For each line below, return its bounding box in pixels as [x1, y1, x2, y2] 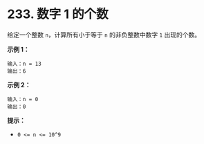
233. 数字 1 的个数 [7, 6, 109, 22]
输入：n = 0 [7, 96, 39, 102]
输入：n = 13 [7, 60, 41, 67]
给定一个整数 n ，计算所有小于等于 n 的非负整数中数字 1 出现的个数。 [7, 30, 201, 39]
